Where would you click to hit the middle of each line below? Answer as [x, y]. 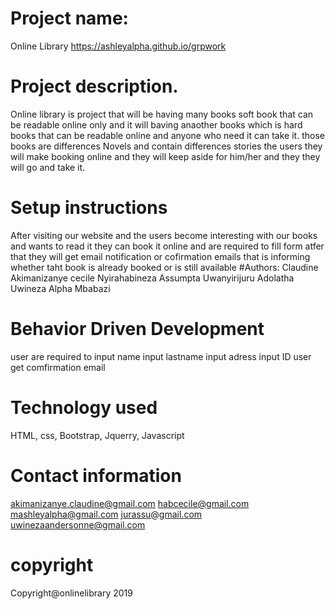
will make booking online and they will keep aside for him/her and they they [165, 156]
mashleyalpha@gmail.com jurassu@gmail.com [106, 514]
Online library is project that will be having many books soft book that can [162, 114]
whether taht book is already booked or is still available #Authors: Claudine [164, 267]
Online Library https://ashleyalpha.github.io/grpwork [118, 46]
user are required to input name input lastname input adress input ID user [161, 356]
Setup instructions [89, 208]
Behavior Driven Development [137, 329]
